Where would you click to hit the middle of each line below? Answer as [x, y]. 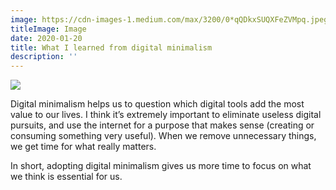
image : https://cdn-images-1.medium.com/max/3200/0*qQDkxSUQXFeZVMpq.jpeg [169, 19]
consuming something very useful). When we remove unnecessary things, [163, 136]
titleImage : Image [48, 29]
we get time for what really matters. [83, 147]
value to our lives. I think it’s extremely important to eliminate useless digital [166, 115]
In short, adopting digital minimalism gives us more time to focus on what [161, 166]
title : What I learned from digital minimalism [111, 47]
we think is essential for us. [66, 177]
